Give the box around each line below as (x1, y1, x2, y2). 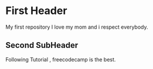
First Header (5, 4, 67, 18)
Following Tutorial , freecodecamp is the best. (5, 56, 116, 63)
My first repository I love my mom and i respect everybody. (5, 23, 148, 30)
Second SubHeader (5, 40, 79, 50)
